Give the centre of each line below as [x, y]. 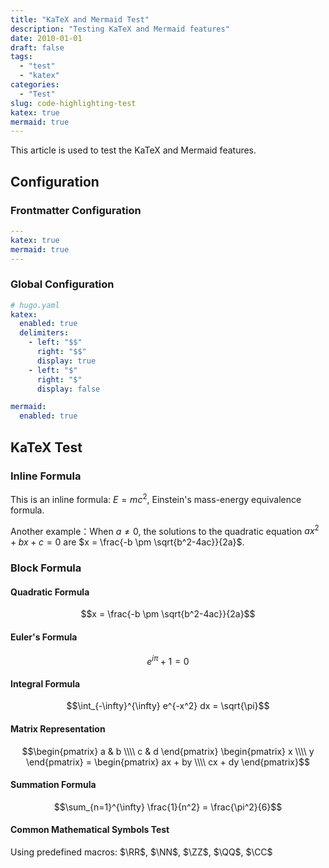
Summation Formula [53, 785]
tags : [21, 57]
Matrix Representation [58, 729]
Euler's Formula [44, 637]
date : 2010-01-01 [46, 38]
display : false [68, 389]
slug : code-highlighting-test [73, 103]
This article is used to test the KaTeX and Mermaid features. [133, 150]
